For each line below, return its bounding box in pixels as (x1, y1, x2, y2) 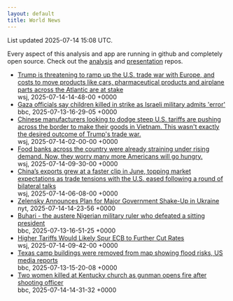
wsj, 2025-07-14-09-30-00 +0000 (17, 159, 118, 168)
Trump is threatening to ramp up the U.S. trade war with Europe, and (17, 71, 215, 79)
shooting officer (17, 278, 64, 286)
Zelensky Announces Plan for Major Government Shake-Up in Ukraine (17, 196, 220, 205)
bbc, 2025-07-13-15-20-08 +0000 (17, 263, 118, 272)
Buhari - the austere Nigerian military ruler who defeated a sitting (17, 211, 205, 220)
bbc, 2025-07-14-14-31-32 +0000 (17, 286, 117, 294)
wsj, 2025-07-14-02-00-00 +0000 (17, 137, 118, 145)
